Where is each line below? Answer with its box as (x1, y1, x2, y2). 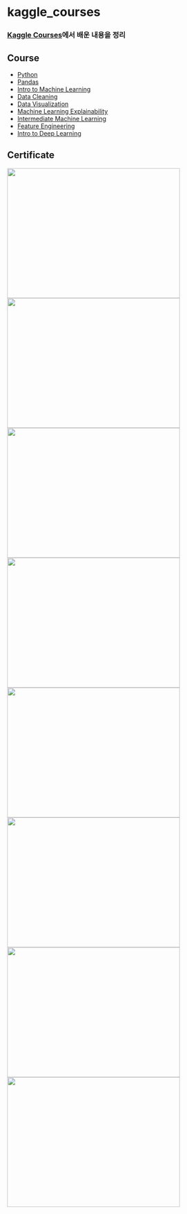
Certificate (7, 150, 55, 161)
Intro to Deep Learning (17, 129, 81, 137)
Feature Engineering (17, 122, 75, 130)
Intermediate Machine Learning (17, 114, 107, 123)
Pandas (17, 78, 39, 86)
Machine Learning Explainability (17, 107, 108, 115)
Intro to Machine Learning (17, 84, 91, 93)
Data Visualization (17, 100, 69, 108)
